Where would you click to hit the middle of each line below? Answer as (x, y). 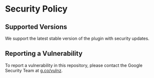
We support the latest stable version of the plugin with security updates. (77, 38)
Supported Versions (36, 27)
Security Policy (36, 9)
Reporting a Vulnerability (44, 54)
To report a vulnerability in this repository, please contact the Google (74, 65)
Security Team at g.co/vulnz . (34, 70)
